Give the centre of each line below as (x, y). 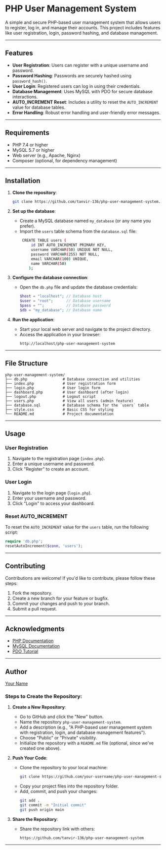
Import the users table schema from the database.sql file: (78, 232)
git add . (30, 801)
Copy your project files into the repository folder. (69, 786)
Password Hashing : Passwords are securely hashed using (72, 75)
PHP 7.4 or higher (30, 145)
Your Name (17, 684)
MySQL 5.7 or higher (33, 150)
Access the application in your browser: (60, 334)
